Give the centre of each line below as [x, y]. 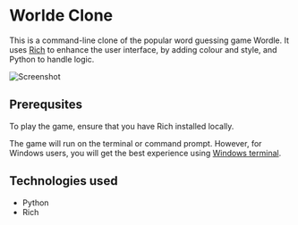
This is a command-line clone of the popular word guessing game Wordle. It [149, 40]
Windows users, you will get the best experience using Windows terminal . [145, 153]
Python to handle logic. [52, 59]
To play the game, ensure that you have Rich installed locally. [122, 126]
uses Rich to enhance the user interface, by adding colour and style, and [143, 49]
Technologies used [64, 181]
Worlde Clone [61, 16]
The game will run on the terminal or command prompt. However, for [136, 143]
